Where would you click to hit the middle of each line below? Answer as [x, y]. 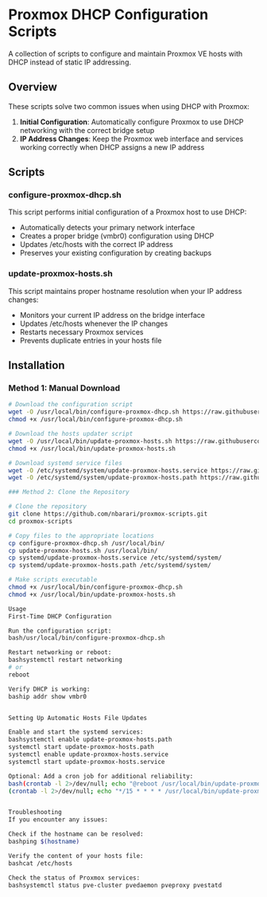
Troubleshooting [35, 813]
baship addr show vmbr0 [48, 696]
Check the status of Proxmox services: [74, 878]
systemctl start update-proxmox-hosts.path [81, 747]
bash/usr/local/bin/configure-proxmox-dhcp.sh [87, 638]
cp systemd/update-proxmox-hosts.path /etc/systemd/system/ [110, 566]
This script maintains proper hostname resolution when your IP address [125, 291]
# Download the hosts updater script [71, 434]
